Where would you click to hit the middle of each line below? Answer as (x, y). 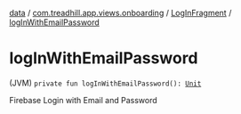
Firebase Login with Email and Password (83, 100)
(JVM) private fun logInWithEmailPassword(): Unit (105, 83)
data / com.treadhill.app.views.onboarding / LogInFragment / (120, 13)
